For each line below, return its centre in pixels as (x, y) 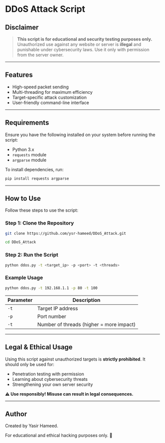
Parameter (20, 300)
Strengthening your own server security (53, 384)
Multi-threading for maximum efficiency (52, 92)
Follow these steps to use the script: (42, 210)
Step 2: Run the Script (32, 255)
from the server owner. (40, 55)
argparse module (29, 160)
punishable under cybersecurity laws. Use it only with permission (83, 50)
